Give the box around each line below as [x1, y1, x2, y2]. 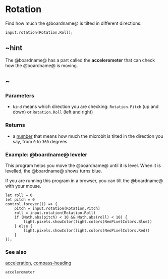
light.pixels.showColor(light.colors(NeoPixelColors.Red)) [23, 228, 150, 233]
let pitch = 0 [5, 197, 35, 202]
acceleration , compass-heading [5, 260, 72, 266]
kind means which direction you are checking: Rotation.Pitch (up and [12, 103, 159, 109]
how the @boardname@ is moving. [5, 62, 78, 69]
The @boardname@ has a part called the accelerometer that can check [5, 57, 155, 63]
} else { [14, 224, 33, 229]
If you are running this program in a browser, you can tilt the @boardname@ [5, 178, 163, 184]
